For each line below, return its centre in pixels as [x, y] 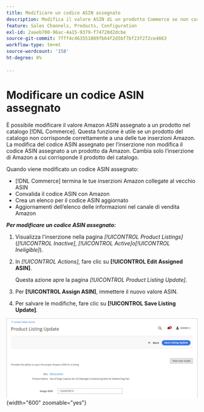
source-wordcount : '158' [38, 52]
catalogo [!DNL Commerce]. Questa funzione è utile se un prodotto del [95, 131]
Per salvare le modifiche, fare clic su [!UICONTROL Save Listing [95, 303]
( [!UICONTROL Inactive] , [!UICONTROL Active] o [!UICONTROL [93, 243]
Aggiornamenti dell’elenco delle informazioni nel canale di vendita [97, 206]
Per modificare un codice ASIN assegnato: [61, 225]
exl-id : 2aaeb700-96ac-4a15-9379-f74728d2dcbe [66, 32]
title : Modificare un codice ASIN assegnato [63, 13]
